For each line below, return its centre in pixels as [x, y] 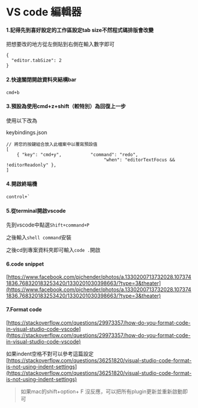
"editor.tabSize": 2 [37, 61]
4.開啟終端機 [22, 184]
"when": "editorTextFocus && [139, 160]
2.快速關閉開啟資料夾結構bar [41, 79]
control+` [18, 197]
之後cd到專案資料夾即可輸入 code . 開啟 [53, 250]
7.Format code [24, 309]
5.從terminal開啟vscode [36, 211]
